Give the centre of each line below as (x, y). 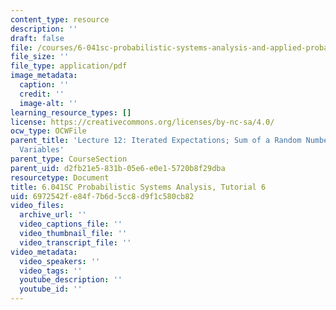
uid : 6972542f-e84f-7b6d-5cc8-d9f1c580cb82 (102, 196)
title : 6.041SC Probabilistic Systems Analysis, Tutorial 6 (138, 187)
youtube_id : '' (51, 289)
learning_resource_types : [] (71, 112)
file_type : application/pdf (69, 66)
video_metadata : (44, 252)
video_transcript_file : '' (75, 242)
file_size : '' (40, 57)
